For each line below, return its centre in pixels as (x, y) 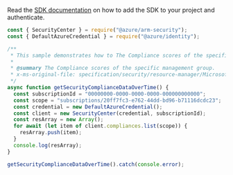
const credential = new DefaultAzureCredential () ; (88, 107)
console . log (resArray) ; (48, 145)
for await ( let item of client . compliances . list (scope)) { (101, 126)
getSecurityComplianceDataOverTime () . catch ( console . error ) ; (96, 164)
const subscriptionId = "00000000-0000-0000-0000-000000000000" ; (110, 94)
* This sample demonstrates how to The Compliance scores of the (106, 55)
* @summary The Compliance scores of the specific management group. (113, 68)
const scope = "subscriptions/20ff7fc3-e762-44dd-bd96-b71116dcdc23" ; (118, 100)
